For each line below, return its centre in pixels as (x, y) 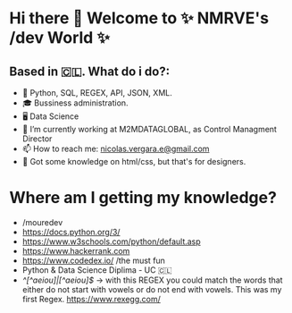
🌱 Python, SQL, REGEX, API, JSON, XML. (97, 93)
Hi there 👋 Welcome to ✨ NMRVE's (139, 18)
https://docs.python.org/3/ (71, 232)
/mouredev (42, 222)
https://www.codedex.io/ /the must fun (93, 260)
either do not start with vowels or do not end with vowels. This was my (152, 289)
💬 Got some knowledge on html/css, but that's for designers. (134, 161)
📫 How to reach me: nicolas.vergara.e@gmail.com (116, 148)
